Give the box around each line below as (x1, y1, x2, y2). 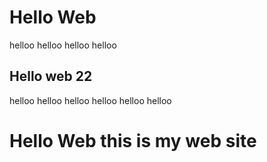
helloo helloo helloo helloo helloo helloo (9, 94, 172, 106)
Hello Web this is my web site (9, 129, 257, 152)
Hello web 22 (9, 68, 93, 85)
